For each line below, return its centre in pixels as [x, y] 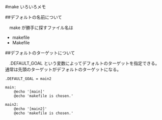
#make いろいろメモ [26, 7]
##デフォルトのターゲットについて [40, 53]
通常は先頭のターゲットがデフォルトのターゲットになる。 [63, 69]
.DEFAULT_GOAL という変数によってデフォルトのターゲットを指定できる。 [84, 63]
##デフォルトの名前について [34, 17]
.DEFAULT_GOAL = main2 [28, 79]
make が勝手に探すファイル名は [41, 28]
